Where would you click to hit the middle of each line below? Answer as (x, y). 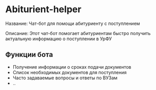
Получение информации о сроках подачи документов (72, 67)
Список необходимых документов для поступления (70, 72)
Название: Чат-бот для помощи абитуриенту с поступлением (73, 23)
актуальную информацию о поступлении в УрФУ (59, 39)
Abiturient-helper (43, 9)
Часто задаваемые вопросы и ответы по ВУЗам (65, 78)
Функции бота (29, 55)
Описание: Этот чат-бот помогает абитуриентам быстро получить (78, 33)
